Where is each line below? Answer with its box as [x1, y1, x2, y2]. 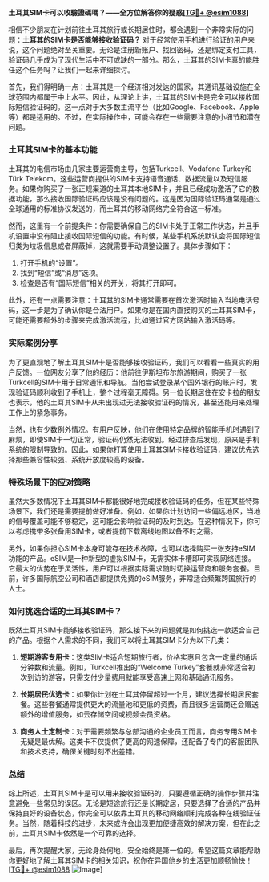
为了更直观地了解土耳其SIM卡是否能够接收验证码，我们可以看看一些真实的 [8, 357, 253, 367]
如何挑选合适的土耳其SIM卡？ [8, 605, 122, 616]
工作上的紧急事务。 [8, 407, 72, 417]
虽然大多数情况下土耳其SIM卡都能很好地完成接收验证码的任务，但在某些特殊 [8, 496, 260, 506]
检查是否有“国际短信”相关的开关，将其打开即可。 [19, 278, 182, 288]
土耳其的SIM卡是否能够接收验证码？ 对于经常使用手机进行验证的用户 [22, 35, 248, 44]
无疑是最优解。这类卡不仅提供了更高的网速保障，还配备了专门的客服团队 [19, 737, 259, 746]
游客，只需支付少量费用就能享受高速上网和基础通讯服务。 [47, 673, 238, 682]
